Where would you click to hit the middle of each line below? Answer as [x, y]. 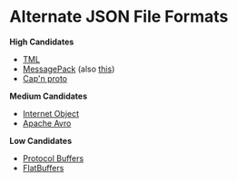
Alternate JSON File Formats [119, 17]
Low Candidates [41, 140]
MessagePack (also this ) [69, 69]
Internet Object [51, 113]
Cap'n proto [45, 78]
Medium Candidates [49, 96]
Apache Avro [47, 123]
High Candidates [42, 42]
